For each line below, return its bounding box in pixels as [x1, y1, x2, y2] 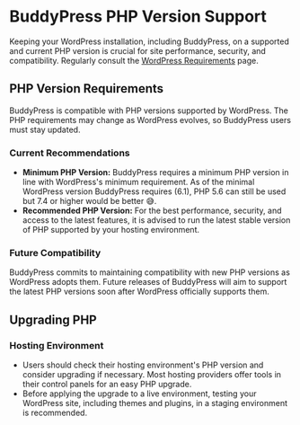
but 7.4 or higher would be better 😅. [22, 196, 157, 207]
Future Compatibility [9, 246, 101, 259]
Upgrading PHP [9, 312, 97, 327]
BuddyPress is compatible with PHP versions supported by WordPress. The [9, 105, 289, 116]
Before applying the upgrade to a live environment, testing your [22, 388, 257, 399]
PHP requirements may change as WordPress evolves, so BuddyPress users [9, 114, 292, 125]
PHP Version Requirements [9, 81, 164, 96]
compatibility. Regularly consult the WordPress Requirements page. [9, 55, 259, 66]
